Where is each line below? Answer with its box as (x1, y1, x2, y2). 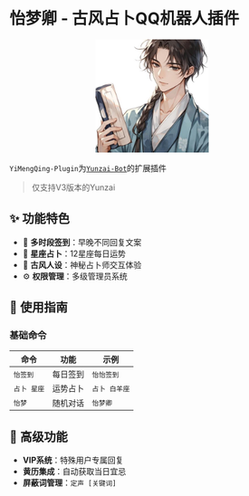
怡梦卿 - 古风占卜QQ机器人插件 (9, 8, 240, 29)
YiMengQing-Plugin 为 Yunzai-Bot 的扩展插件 (9, 162, 168, 173)
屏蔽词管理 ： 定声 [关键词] (22, 477, 117, 488)
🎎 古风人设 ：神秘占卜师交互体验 (22, 259, 142, 270)
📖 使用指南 (9, 300, 68, 315)
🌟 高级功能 (9, 429, 68, 444)
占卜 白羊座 (91, 384, 130, 394)
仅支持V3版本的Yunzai (31, 182, 116, 193)
